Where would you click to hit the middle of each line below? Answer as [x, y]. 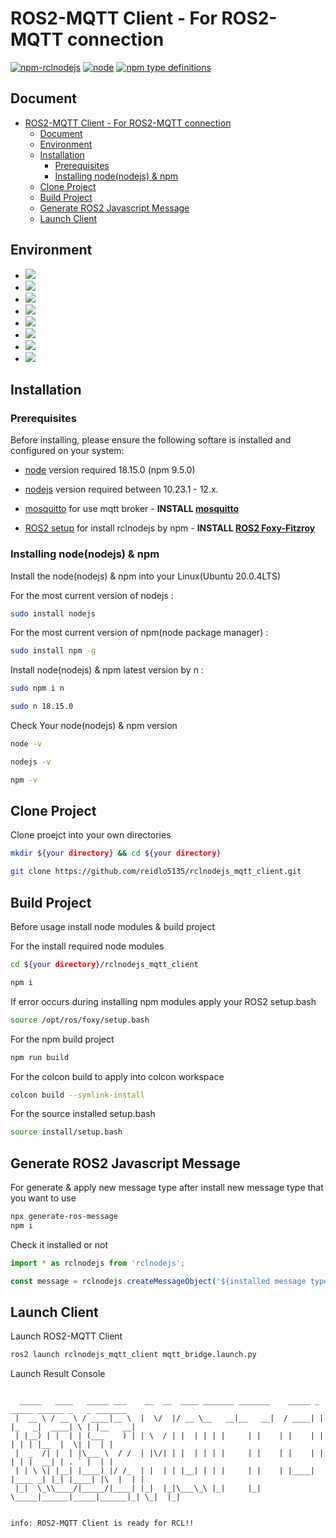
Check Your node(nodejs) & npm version [94, 726]
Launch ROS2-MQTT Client [66, 1336]
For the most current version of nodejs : [92, 595]
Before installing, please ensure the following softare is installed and [151, 440]
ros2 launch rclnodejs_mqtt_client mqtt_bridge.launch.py [133, 1355]
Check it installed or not [59, 1244]
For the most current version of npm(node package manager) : [139, 633]
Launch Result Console [58, 1374]
